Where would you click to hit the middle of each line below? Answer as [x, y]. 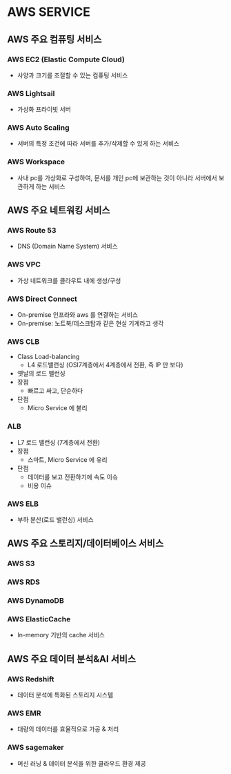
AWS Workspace [36, 162]
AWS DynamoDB [36, 601]
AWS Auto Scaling [39, 128]
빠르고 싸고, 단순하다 [55, 391]
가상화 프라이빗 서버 [44, 109]
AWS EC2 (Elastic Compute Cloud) [66, 59]
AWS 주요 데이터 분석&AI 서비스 [72, 659]
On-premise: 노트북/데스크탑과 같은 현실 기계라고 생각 [90, 323]
